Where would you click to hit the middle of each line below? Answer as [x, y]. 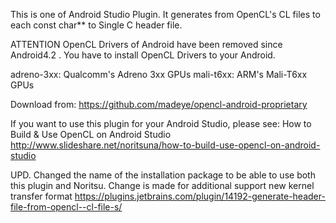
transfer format [41, 196]
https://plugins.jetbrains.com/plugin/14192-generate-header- [200, 196]
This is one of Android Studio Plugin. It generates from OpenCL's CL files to [165, 14]
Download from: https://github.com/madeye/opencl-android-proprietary [159, 104]
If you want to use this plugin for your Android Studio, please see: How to [161, 123]
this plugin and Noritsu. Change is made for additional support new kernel [162, 185]
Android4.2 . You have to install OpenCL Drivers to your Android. [143, 55]
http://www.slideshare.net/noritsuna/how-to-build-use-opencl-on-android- [165, 145]
